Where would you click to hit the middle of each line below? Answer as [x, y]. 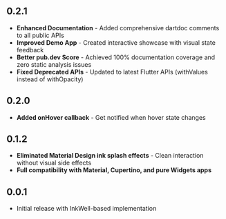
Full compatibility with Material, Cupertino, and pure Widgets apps [114, 170]
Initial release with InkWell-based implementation [86, 209]
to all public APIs [40, 35]
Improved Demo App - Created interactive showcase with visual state [116, 42]
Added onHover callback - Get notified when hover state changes [111, 117]
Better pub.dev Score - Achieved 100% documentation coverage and [116, 57]
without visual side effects [54, 163]
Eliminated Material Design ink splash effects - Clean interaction [110, 156]
